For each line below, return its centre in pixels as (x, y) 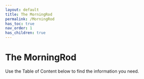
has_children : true (25, 33)
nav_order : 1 (19, 28)
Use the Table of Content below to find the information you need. (72, 71)
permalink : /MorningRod (30, 19)
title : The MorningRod (29, 14)
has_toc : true (20, 24)
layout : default (22, 10)
